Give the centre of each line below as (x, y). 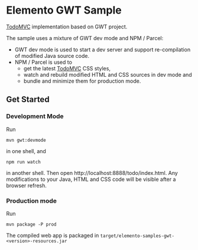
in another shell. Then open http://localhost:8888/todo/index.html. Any (92, 173)
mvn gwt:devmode (26, 140)
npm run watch (24, 162)
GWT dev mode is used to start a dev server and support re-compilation (103, 49)
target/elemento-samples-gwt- (137, 236)
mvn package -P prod (32, 224)
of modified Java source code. (52, 56)
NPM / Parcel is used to (43, 62)
